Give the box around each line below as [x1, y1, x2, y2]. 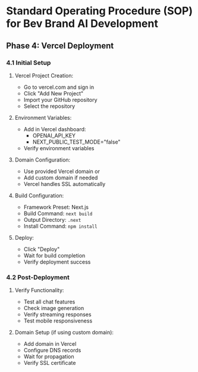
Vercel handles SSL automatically [23, 180, 106, 187]
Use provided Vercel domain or [23, 168, 100, 175]
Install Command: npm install [23, 222, 98, 230]
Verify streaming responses [23, 311, 92, 318]
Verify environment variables [23, 144, 95, 151]
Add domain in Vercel [23, 340, 77, 348]
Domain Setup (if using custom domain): [14, 329, 114, 336]
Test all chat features [23, 298, 76, 305]
